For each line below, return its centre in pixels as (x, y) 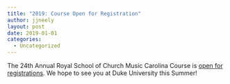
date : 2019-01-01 (32, 33)
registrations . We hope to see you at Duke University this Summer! (102, 73)
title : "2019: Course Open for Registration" (74, 14)
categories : (24, 40)
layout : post (26, 26)
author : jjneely (31, 20)
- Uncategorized (37, 46)
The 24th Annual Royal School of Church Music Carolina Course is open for (115, 66)
